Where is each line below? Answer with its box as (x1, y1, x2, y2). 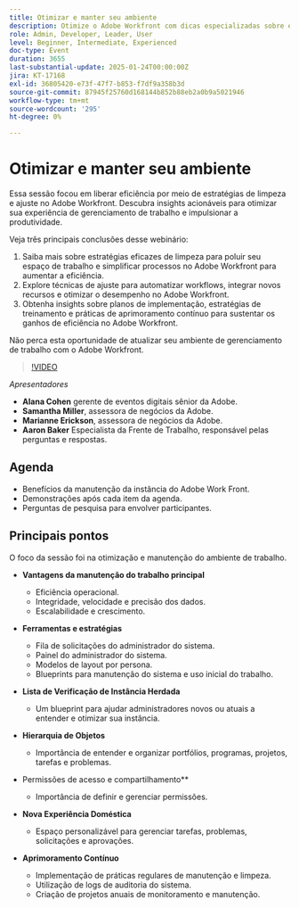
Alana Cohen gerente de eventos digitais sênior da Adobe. (21, 396, 238, 407)
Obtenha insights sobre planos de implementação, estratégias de (21, 299, 262, 310)
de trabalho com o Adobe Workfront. (9, 344, 144, 355)
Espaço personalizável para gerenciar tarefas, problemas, (35, 826, 247, 837)
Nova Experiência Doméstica (21, 808, 132, 819)
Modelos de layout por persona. (35, 659, 153, 670)
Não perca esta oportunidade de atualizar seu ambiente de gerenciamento (9, 335, 283, 346)
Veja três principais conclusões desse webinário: (9, 234, 189, 245)
